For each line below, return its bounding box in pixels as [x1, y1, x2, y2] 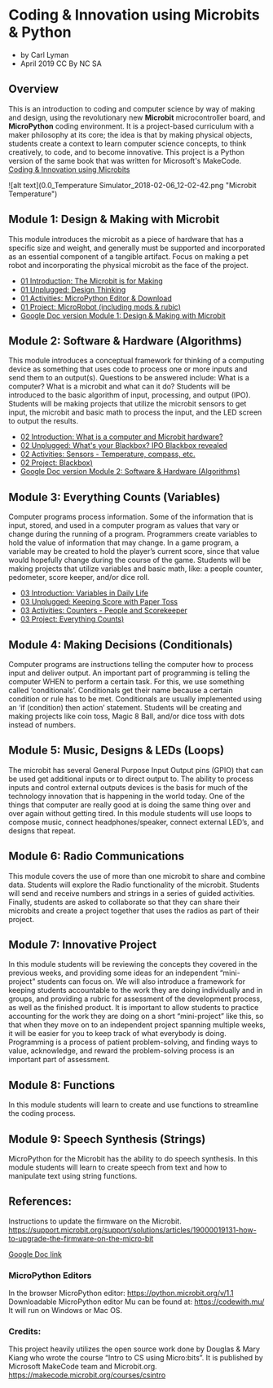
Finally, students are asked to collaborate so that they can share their [8, 897, 240, 907]
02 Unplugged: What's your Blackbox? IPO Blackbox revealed [20, 441, 228, 450]
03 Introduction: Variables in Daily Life [20, 588, 149, 598]
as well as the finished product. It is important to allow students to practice [8, 1003, 259, 1012]
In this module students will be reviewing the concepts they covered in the [8, 960, 258, 969]
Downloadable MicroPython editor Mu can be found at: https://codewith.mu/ [8, 1297, 265, 1307]
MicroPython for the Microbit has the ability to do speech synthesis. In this [8, 1154, 258, 1164]
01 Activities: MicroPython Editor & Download [20, 293, 173, 303]
